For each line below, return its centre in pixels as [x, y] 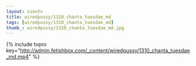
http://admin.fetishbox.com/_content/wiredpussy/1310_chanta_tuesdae [105, 51]
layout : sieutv [25, 11]
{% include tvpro [26, 44]
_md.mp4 [18, 57]
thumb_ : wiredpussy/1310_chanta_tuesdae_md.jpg [65, 28]
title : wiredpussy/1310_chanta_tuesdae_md [59, 17]
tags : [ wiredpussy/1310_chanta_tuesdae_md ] [60, 22]
